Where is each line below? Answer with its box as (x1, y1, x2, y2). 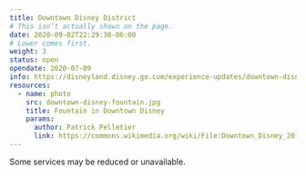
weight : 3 (9, 47, 47, 56)
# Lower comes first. (9, 38, 92, 48)
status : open (9, 55, 59, 64)
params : (25, 114, 55, 123)
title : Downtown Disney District (9, 13, 137, 23)
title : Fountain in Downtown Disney (25, 106, 166, 115)
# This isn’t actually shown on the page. (9, 22, 173, 31)
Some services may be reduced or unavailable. (9, 156, 186, 167)
